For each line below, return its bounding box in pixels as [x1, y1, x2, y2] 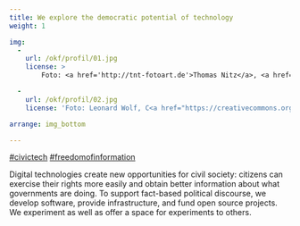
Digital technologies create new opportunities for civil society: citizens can [9, 169, 284, 180]
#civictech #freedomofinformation [9, 152, 136, 163]
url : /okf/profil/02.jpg [25, 95, 118, 104]
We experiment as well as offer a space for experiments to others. [9, 207, 252, 218]
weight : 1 [9, 21, 46, 30]
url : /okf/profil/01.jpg [25, 54, 118, 63]
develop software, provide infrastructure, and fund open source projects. [9, 197, 279, 208]
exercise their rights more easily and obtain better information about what [9, 179, 279, 189]
